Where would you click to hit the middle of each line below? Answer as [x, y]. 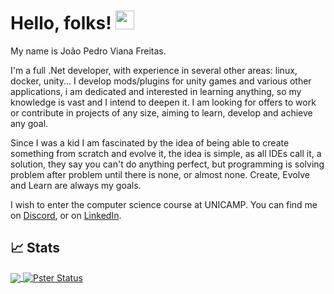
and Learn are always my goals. [76, 185]
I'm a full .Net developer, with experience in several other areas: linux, [154, 70]
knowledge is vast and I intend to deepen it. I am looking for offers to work [163, 102]
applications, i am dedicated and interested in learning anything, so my [156, 91]
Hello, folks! [61, 23]
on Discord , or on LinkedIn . [66, 215]
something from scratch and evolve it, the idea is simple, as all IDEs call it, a [166, 153]
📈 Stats [35, 248]
